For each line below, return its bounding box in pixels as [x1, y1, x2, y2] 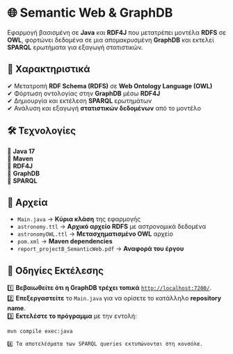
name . [7, 304, 26, 312]
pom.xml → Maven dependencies [17, 237, 113, 246]
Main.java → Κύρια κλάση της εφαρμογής [17, 215, 141, 223]
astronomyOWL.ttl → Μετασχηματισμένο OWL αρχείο [17, 230, 174, 238]
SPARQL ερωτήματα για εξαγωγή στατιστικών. [7, 43, 143, 51]
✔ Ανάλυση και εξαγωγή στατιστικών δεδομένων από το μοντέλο [7, 104, 202, 112]
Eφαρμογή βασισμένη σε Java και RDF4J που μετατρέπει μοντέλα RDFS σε [7, 28, 226, 36]
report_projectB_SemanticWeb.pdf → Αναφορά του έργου [17, 245, 184, 253]
